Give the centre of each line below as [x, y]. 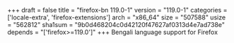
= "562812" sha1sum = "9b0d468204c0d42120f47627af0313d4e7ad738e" [116, 25]
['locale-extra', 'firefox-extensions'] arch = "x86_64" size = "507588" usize [117, 17]
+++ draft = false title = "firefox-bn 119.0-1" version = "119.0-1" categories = [117, 10]
